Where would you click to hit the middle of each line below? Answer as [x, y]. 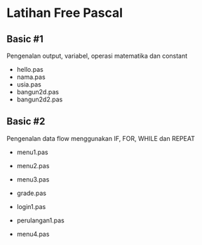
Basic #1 [25, 39]
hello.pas [30, 69]
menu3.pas [33, 179]
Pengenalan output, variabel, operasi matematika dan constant [97, 56]
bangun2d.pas [38, 92]
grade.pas [32, 193]
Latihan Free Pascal [65, 13]
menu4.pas [33, 234]
